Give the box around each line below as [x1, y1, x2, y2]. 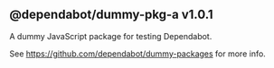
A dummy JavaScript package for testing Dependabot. [9, 30, 213, 41]
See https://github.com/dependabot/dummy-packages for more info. [9, 48, 267, 59]
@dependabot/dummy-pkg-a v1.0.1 [9, 7, 214, 22]
